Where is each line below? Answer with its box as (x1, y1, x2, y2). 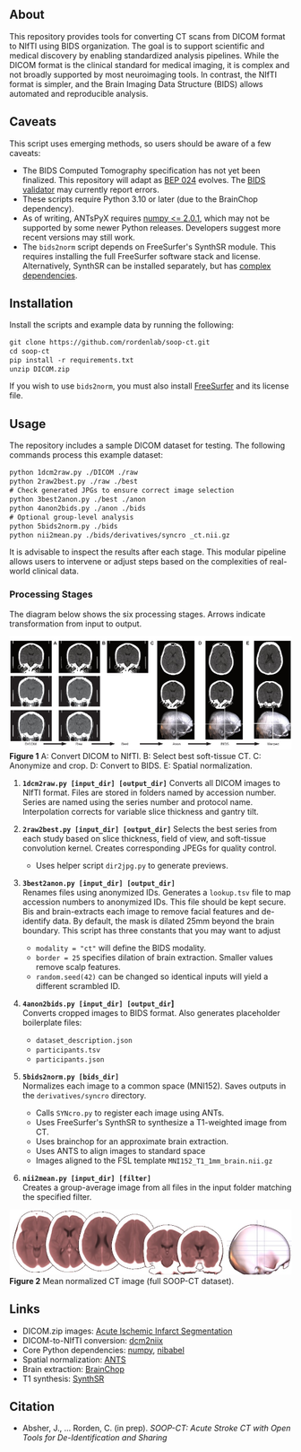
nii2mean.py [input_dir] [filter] (21, 1174, 151, 1183)
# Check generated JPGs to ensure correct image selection (9, 486, 235, 495)
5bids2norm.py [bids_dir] (21, 1072, 119, 1081)
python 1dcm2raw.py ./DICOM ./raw (9, 468, 139, 477)
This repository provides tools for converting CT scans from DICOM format (9, 31, 286, 41)
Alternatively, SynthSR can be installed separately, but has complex (21, 260, 271, 271)
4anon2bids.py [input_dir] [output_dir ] (21, 998, 175, 1009)
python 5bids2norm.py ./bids (9, 522, 118, 531)
